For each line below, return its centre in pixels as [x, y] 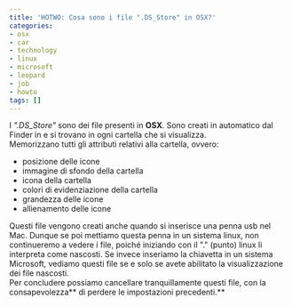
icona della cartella [56, 181]
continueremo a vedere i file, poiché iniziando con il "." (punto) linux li [136, 245]
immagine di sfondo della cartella [83, 171]
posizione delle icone [61, 162]
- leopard [28, 76]
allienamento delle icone [67, 209]
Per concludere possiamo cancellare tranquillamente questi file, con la [138, 283]
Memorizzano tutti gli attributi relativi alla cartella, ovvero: [114, 144]
